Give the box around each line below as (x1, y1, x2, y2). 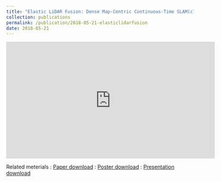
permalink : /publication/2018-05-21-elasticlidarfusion (6, 20, 148, 25)
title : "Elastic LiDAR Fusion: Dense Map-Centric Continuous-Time (6, 8, 175, 15)
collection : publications (6, 14, 70, 20)
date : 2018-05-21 (6, 25, 49, 31)
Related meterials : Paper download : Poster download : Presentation (6, 164, 175, 171)
